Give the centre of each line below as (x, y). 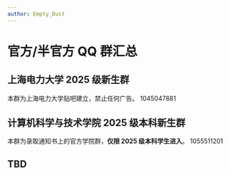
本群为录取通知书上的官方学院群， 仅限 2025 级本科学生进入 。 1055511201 (115, 141)
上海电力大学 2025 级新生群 (68, 80)
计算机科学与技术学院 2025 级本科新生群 (96, 123)
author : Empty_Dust (36, 14)
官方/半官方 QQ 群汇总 (72, 51)
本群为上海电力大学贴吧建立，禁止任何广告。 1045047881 (92, 98)
